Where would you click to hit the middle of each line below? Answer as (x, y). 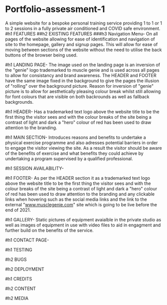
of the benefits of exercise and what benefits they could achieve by (74, 153)
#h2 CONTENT (21, 288)
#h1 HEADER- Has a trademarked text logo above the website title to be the (82, 112)
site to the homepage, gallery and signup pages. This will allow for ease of (82, 44)
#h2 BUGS (16, 259)
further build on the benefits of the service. (49, 230)
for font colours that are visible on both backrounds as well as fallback (77, 97)
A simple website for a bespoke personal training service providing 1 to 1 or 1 (83, 23)
